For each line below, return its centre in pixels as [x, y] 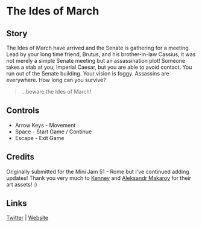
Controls [23, 111]
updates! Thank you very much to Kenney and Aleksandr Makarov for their [99, 178]
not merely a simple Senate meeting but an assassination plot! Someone [96, 61]
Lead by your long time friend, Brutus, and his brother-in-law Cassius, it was [101, 54]
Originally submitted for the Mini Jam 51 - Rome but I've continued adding [98, 171]
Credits [21, 157]
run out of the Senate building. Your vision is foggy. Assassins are [88, 73]
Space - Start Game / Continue [53, 132]
